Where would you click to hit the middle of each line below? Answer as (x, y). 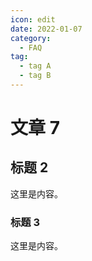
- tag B (35, 76)
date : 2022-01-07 (46, 29)
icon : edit (33, 19)
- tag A (35, 66)
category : (31, 38)
